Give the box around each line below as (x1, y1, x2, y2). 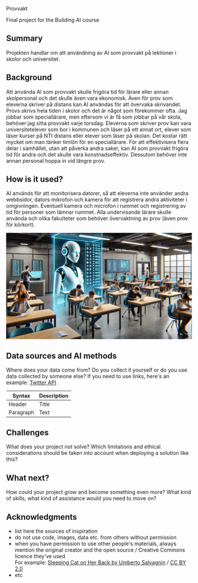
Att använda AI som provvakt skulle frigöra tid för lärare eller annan (6, 88, 169, 95)
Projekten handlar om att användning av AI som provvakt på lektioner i (6, 49, 177, 56)
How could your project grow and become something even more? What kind (6, 489, 192, 496)
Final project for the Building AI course (6, 17, 100, 23)
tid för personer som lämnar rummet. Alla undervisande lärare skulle (6, 209, 172, 216)
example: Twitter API (6, 379, 57, 386)
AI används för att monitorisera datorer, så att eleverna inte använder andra (6, 190, 189, 197)
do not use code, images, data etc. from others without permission (14, 534, 177, 541)
